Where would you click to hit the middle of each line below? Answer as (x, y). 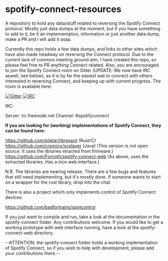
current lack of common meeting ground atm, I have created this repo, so (81, 59)
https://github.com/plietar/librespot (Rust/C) (51, 140)
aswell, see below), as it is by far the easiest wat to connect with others (79, 75)
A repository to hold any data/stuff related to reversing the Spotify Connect (83, 23)
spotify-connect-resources (63, 9)
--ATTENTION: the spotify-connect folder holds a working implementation (81, 242)
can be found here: (25, 130)
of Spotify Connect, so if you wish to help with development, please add (80, 248)
